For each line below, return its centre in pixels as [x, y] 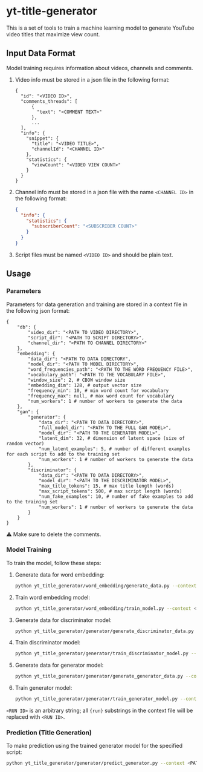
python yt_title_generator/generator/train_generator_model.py [96, 699]
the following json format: [38, 310]
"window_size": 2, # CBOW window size [77, 380]
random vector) [25, 443]
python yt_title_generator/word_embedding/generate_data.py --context [106, 586]
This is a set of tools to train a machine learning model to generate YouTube [100, 28]
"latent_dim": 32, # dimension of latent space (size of [112, 438]
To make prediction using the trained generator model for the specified [95, 746]
